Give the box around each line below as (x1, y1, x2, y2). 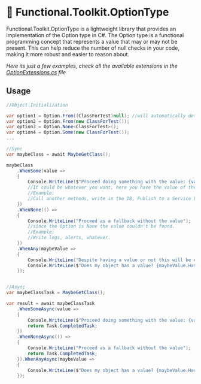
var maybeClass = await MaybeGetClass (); (6, 151, 111, 158)
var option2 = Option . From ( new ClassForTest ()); (6, 118, 130, 125)
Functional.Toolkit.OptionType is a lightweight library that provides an (6, 25, 176, 32)
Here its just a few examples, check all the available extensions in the (6, 62, 178, 69)
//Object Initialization (6, 102, 68, 108)
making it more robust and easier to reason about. (6, 50, 130, 58)
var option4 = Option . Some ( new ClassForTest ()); (6, 129, 130, 135)
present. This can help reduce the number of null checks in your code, (6, 44, 180, 52)
